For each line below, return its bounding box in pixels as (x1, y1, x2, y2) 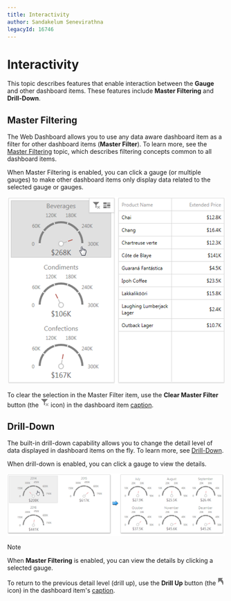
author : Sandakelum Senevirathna (7, 18, 104, 26)
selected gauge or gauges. (7, 183, 84, 191)
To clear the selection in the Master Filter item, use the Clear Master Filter (7, 390, 219, 399)
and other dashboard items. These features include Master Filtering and (7, 87, 214, 95)
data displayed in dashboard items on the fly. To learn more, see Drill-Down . (7, 446, 224, 455)
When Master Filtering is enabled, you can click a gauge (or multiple (7, 168, 202, 177)
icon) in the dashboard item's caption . (7, 586, 115, 594)
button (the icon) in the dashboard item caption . (7, 401, 154, 409)
